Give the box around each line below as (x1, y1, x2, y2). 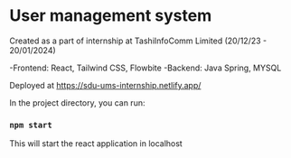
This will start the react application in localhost (9, 138, 183, 149)
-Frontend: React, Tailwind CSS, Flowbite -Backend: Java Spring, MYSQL (9, 62, 282, 73)
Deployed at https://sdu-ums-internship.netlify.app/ (9, 79, 202, 90)
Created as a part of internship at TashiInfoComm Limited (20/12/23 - (9, 35, 268, 46)
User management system (9, 5, 212, 26)
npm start (9, 119, 52, 130)
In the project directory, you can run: (9, 97, 145, 108)
